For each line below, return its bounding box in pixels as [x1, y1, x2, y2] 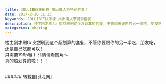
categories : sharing [5, 26, 48, 30]
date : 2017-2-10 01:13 [5, 12, 52, 17]
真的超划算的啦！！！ [5, 58, 48, 64]
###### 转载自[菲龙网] [5, 74, 52, 80]
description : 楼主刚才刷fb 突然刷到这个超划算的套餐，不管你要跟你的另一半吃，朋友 [5, 21, 159, 26]
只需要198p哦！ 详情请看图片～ [5, 52, 68, 58]
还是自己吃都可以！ [5, 46, 44, 52]
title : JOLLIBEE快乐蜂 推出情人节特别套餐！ [5, 7, 89, 12]
